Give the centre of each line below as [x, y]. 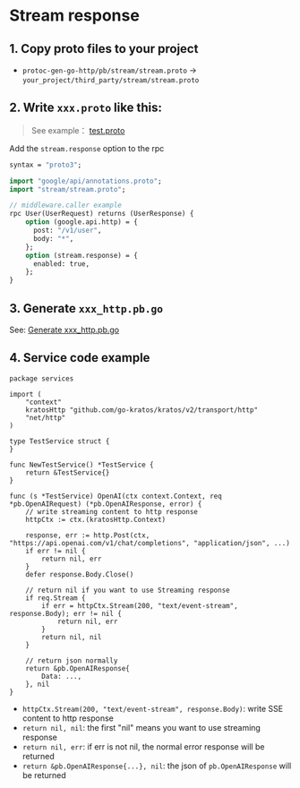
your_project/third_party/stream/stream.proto [111, 81]
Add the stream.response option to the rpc [87, 148]
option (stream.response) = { [82, 255]
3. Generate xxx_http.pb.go [86, 308]
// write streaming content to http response [112, 511]
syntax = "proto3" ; [46, 165]
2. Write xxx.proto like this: [86, 108]
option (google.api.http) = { [82, 222]
